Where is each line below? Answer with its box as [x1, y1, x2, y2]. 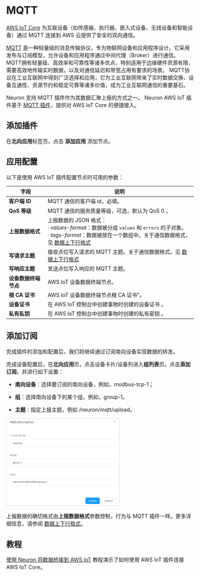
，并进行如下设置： [17, 368, 64, 375]
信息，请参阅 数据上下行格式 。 [11, 520, 86, 527]
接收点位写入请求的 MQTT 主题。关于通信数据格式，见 [47, 248, 180, 256]
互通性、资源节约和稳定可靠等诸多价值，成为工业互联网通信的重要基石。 [11, 81, 189, 88]
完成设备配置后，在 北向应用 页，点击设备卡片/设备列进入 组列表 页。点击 [6, 360, 180, 368]
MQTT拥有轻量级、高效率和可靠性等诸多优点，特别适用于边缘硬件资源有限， [6, 59, 194, 66]
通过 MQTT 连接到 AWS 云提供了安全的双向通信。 [16, 31, 139, 39]
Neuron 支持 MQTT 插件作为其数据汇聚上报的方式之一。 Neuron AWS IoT [6, 94, 185, 101]
